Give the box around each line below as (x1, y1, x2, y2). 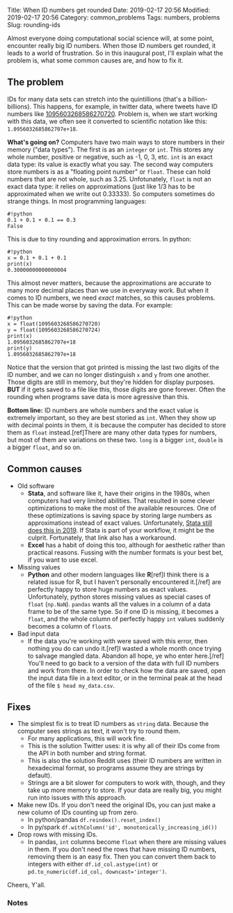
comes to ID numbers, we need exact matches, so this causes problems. (7, 293, 216, 302)
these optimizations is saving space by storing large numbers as (27, 511, 212, 519)
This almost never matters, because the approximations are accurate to (7, 278, 212, 287)
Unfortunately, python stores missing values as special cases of (27, 592, 211, 601)
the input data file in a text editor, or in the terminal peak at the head (27, 674, 223, 682)
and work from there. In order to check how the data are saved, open (27, 666, 226, 674)
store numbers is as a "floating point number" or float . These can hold (7, 167, 211, 176)
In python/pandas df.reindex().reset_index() (27, 816, 161, 824)
